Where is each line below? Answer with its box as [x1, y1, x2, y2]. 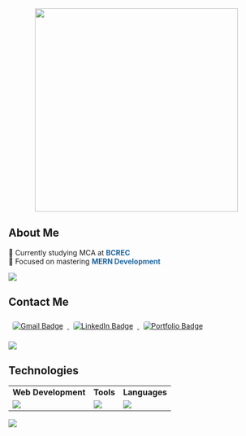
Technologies [8, 364, 80, 377]
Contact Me [8, 295, 69, 309]
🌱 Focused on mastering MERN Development [8, 256, 161, 266]
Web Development [12, 386, 86, 398]
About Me [8, 226, 59, 240]
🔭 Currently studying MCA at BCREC [8, 247, 131, 257]
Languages [123, 386, 168, 398]
